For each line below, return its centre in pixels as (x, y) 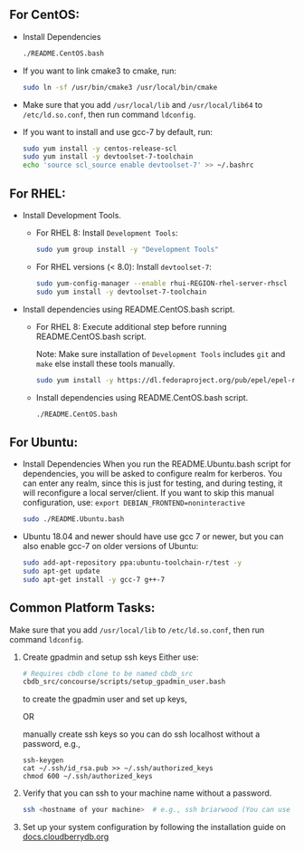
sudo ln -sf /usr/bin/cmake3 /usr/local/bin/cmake (120, 87)
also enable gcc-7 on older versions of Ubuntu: (110, 546)
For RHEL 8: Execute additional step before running (132, 326)
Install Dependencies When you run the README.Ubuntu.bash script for (157, 464)
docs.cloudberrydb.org (66, 836)
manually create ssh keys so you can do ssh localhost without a (141, 734)
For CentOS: (44, 15)
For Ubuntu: (44, 442)
